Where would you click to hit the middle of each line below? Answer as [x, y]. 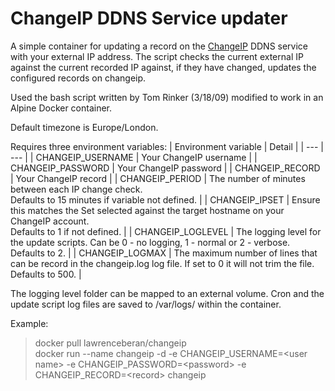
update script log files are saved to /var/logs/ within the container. [146, 304]
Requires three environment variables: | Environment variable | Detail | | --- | [167, 146]
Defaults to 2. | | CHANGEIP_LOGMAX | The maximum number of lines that [164, 253]
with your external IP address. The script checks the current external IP [157, 56]
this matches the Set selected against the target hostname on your [147, 210]
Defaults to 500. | [46, 274]
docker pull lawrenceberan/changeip [110, 343]
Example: [29, 323]
